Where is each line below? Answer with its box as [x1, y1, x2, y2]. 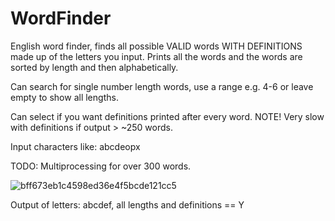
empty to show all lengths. [10, 91, 119, 103]
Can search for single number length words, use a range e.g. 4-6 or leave [10, 80, 314, 92]
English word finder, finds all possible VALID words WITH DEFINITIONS [10, 40, 303, 52]
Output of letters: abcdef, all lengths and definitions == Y [10, 198, 245, 211]
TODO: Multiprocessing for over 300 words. [10, 160, 192, 172]
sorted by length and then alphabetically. [10, 61, 179, 73]
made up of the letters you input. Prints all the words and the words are [10, 50, 303, 62]
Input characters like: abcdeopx [10, 140, 141, 152]
